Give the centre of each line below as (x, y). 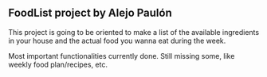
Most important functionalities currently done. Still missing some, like (122, 56)
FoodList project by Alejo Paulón (90, 13)
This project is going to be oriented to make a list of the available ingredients (134, 32)
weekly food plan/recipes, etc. (58, 64)
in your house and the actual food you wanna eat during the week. (117, 40)
